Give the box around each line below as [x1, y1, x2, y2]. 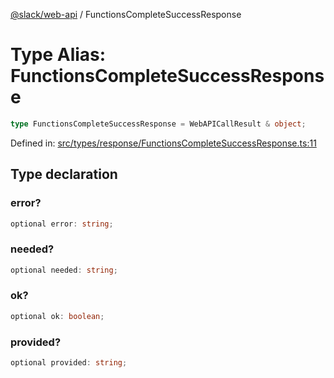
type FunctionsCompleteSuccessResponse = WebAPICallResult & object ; [10, 119, 307, 129]
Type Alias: [10, 44, 107, 66]
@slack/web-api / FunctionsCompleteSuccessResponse [10, 9, 242, 20]
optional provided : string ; [10, 358, 128, 368]
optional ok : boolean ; [10, 311, 105, 321]
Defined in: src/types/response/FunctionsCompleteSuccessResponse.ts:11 [10, 137, 317, 149]
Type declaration [10, 166, 118, 183]
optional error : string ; [10, 219, 114, 229]
